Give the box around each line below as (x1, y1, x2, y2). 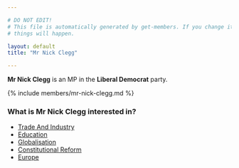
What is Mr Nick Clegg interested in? (7, 107, 137, 117)
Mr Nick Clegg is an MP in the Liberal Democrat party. (7, 75, 168, 84)
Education (17, 130, 48, 139)
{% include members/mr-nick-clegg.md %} (7, 89, 134, 98)
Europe (17, 153, 39, 162)
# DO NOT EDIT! (7, 16, 53, 23)
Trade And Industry (17, 122, 75, 132)
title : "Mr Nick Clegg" (7, 49, 78, 57)
